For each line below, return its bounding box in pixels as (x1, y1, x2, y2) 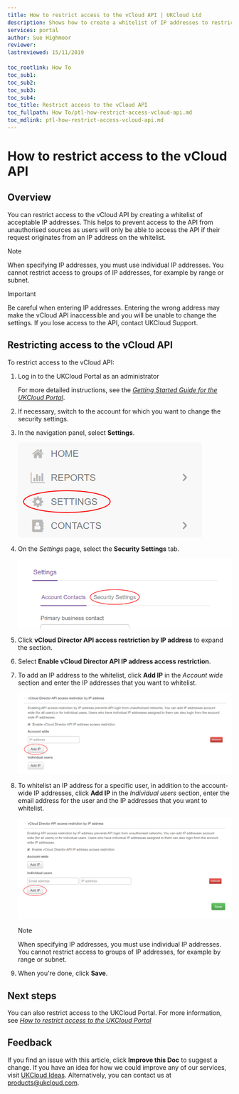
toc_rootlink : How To (7, 64, 72, 71)
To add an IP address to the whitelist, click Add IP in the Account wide (17, 671, 223, 680)
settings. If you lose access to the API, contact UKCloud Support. (7, 318, 198, 327)
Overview (7, 191, 52, 204)
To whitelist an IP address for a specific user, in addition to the (17, 781, 201, 789)
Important (7, 289, 36, 298)
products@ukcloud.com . (7, 1078, 80, 1087)
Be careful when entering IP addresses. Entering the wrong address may (7, 303, 221, 312)
